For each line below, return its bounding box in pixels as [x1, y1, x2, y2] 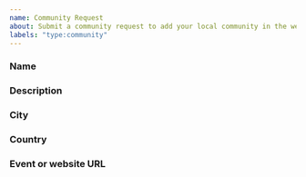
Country [9, 133, 47, 146]
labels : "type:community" [9, 30, 107, 39]
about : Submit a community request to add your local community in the [9, 22, 287, 31]
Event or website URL [9, 157, 107, 170]
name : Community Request [9, 13, 104, 23]
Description [9, 84, 63, 97]
